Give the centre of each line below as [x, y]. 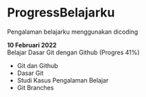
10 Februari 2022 [32, 45]
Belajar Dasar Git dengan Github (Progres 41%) [73, 52]
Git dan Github [37, 65]
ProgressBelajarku [61, 13]
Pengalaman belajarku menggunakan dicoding [73, 32]
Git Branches [35, 87]
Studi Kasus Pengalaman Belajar [63, 80]
